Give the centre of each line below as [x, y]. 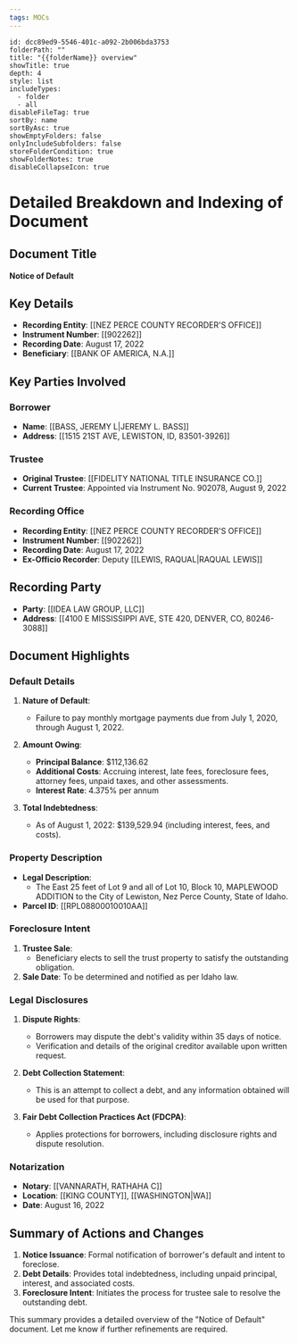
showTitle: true [39, 65]
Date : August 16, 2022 [63, 1205]
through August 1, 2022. [80, 728]
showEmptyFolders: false [55, 136]
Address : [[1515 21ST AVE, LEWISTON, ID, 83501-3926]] [126, 436]
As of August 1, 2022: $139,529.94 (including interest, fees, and [153, 825]
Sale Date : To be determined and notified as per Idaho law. [130, 976]
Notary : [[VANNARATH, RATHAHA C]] [92, 1186]
